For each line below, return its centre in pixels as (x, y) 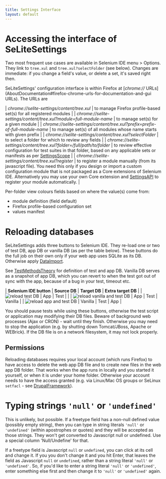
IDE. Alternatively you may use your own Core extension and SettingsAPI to (82, 177)
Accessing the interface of (61, 39)
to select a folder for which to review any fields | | (56, 140)
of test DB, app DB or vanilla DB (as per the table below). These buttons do (82, 251)
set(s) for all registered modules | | (40, 114)
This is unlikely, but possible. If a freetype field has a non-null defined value (82, 420)
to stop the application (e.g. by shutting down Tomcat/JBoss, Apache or (79, 327)
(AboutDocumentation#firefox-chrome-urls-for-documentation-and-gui (78, 94)
